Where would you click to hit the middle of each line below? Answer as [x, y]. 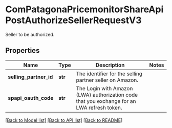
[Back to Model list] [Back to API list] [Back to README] [64, 120]
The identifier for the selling [109, 74]
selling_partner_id [30, 77]
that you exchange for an [106, 101]
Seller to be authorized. [30, 34]
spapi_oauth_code [31, 98]
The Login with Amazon [104, 88]
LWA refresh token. [99, 108]
